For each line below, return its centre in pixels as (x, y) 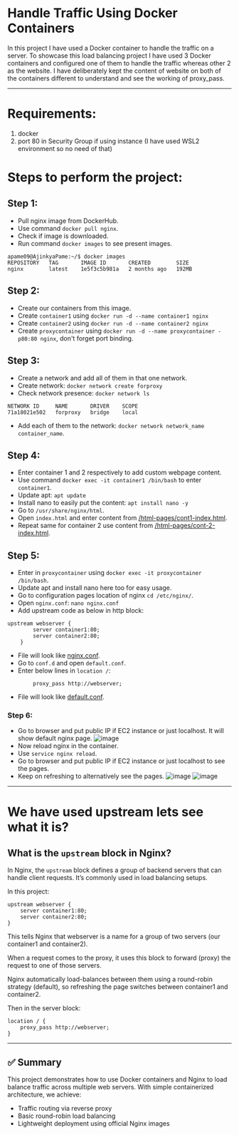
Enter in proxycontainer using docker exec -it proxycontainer (110, 573)
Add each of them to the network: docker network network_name (111, 425)
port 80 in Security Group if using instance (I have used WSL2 (108, 141)
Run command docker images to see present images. (95, 243)
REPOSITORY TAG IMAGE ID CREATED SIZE (99, 263)
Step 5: (24, 555)
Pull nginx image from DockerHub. (68, 221)
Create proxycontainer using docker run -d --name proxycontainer (116, 331)
